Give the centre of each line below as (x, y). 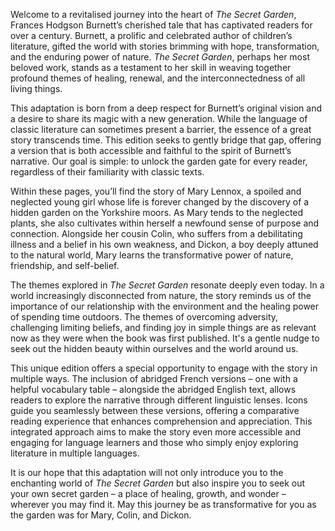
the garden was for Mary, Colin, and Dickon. (101, 515)
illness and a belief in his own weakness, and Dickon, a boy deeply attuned (164, 244)
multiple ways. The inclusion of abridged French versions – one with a (154, 378)
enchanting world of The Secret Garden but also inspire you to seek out (158, 483)
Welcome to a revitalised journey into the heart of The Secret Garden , (153, 14)
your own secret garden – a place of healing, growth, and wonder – (148, 493)
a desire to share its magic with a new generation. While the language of (159, 118)
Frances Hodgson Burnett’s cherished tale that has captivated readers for (161, 25)
